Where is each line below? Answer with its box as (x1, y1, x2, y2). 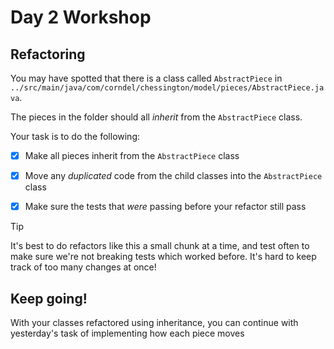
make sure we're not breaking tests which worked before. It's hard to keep (10, 251, 317, 263)
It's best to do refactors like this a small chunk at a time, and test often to (10, 240, 310, 252)
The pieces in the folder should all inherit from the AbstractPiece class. (10, 111, 303, 123)
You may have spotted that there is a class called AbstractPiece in (10, 72, 283, 84)
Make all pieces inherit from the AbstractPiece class (24, 150, 240, 161)
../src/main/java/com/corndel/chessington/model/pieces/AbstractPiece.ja (10, 83, 325, 93)
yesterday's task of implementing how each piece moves (10, 327, 245, 339)
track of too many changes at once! (10, 261, 157, 273)
